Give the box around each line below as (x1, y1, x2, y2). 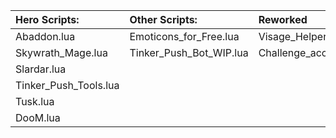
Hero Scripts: (15, 13, 80, 26)
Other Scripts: (129, 13, 198, 26)
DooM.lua (15, 111, 61, 124)
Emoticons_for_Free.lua (129, 30, 240, 43)
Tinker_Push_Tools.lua (15, 79, 120, 92)
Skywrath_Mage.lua (15, 46, 108, 59)
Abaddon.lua (15, 30, 76, 43)
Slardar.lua (15, 62, 67, 76)
